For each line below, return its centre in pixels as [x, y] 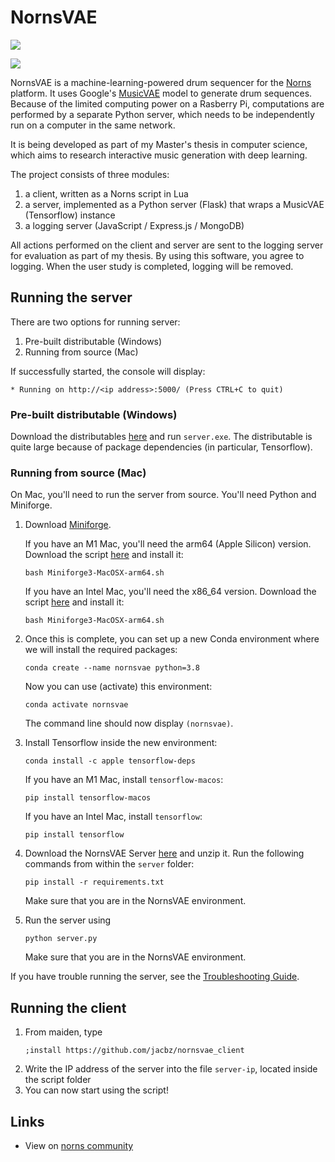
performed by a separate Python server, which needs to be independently [162, 114]
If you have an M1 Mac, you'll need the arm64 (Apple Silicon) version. [168, 544]
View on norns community [79, 1145]
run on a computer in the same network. [93, 125]
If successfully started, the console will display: [108, 371]
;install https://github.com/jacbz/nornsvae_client [134, 1051]
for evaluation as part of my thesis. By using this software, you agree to [157, 255]
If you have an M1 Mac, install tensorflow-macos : [124, 780]
